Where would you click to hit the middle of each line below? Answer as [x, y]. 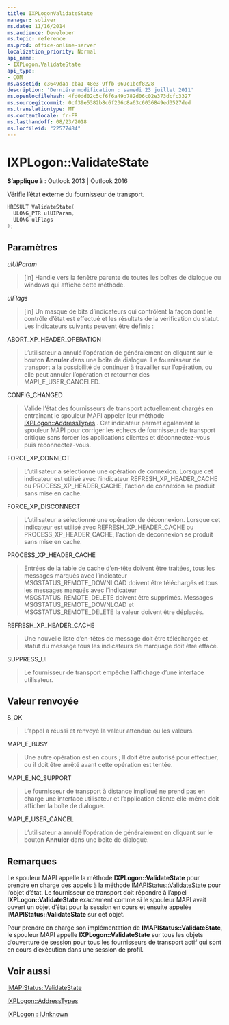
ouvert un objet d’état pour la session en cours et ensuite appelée [99, 907]
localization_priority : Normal [52, 52]
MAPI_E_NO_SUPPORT [39, 778]
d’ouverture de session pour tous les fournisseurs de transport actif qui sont [114, 942]
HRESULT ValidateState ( [41, 207]
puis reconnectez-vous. [57, 445]
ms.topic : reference [37, 39]
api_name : [21, 58]
